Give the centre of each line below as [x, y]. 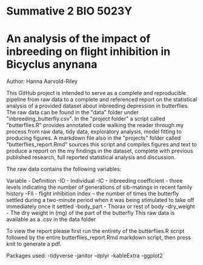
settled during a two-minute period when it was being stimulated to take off [100, 200]
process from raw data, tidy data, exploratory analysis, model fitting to [94, 132]
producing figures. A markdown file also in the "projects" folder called [93, 138]
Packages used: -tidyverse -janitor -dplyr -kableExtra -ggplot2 [85, 256]
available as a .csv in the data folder [51, 220]
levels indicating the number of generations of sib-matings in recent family [99, 187]
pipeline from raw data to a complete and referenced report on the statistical [102, 100]
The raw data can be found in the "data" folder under [73, 113]
